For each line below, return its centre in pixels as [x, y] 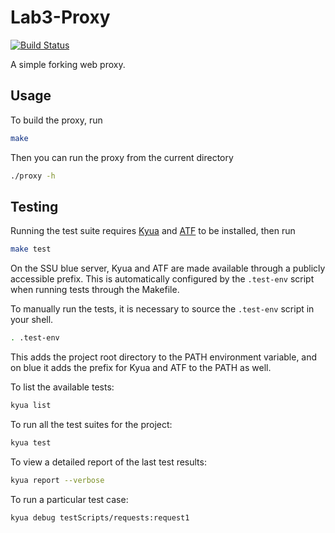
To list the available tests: [62, 387]
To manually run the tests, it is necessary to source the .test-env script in [162, 309]
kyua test [31, 442]
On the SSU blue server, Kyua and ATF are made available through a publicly [168, 268]
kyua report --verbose [57, 480]
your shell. [32, 320]
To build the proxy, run [56, 120]
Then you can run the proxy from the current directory [122, 157]
